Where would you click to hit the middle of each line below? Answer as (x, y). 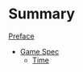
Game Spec (39, 51)
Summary (41, 14)
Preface (21, 36)
